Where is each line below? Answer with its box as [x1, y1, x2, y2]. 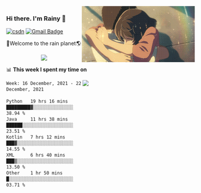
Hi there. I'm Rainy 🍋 [6, 14, 66, 23]
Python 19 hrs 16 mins [6, 99, 68, 105]
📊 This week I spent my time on [6, 66, 87, 73]
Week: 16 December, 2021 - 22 [6, 81, 82, 87]
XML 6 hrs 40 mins [6, 152, 66, 158]
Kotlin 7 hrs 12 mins [6, 134, 66, 140]
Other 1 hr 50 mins [6, 170, 63, 176]
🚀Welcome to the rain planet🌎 [6, 40, 81, 47]
